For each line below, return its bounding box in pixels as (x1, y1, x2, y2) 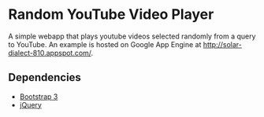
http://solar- (203, 39, 242, 49)
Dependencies (8, 71, 81, 84)
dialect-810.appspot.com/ (8, 48, 92, 57)
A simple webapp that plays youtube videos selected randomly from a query (8, 31, 256, 41)
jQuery (19, 100, 42, 109)
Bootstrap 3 (19, 92, 58, 101)
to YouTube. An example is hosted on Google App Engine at (8, 39, 202, 49)
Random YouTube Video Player (8, 5, 214, 24)
